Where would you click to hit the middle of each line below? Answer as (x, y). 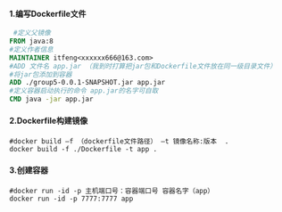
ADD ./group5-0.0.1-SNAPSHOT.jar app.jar (87, 83)
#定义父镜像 (32, 33)
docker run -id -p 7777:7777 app (71, 199)
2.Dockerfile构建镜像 (49, 120)
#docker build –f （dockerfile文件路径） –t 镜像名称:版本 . (119, 142)
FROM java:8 (31, 41)
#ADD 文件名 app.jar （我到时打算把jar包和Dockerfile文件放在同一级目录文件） (143, 66)
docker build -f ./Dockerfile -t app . (83, 150)
